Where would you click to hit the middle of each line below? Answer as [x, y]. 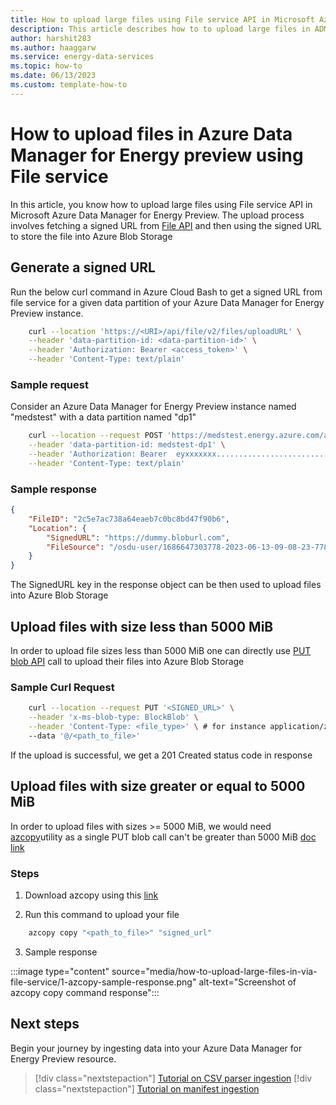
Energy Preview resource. [63, 1058]
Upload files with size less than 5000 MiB [142, 626]
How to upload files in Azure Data [151, 133]
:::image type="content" [60, 971]
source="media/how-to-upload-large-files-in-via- [214, 971]
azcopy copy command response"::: [85, 992]
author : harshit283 [51, 38]
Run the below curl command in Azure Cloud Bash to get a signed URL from [166, 292]
